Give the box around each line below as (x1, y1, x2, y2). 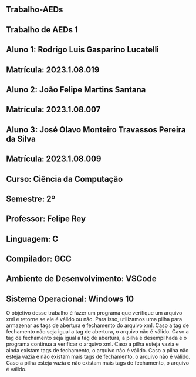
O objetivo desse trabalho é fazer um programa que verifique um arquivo (6, 309, 183, 316)
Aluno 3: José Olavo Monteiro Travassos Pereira (6, 125, 186, 135)
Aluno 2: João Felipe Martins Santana (6, 85, 146, 95)
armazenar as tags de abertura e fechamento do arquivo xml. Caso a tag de (6, 322, 190, 329)
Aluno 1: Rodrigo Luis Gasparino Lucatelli (6, 45, 160, 55)
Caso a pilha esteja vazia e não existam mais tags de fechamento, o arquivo (6, 359, 190, 366)
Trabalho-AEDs (6, 5, 63, 15)
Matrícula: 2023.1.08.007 (6, 105, 101, 115)
